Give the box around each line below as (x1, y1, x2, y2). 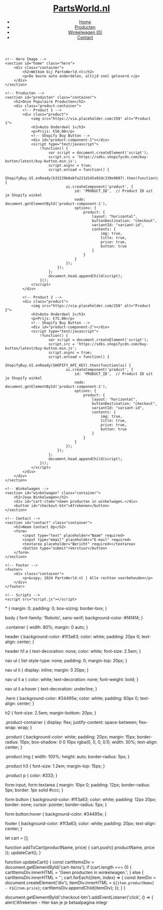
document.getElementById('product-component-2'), (5, 384, 108, 389)
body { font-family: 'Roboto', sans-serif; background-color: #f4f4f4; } (5, 614, 143, 620)
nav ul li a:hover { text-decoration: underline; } (5, 686, 98, 692)
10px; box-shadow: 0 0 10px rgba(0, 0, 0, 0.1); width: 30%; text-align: (19, 739, 158, 745)
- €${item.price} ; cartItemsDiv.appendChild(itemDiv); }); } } (5, 885, 126, 891)
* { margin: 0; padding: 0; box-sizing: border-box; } (5, 605, 107, 611)
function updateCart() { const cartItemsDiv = (5, 859, 95, 865)
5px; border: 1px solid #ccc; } (5, 787, 64, 793)
